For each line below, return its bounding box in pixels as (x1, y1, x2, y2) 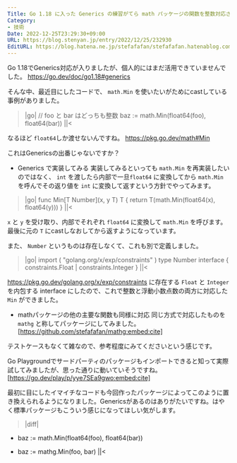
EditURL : (7, 43, 33, 50)
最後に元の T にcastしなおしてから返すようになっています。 (7, 227, 180, 235)
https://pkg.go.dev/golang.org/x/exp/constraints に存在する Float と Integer (7, 278, 229, 286)
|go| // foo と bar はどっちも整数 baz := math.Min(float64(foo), (24, 111, 207, 119)
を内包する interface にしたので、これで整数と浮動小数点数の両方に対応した (7, 287, 228, 295)
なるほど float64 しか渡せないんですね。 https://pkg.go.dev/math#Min (7, 134, 210, 142)
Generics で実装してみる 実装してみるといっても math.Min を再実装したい (17, 164, 230, 172)
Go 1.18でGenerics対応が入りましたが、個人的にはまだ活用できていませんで (7, 64, 226, 71)
